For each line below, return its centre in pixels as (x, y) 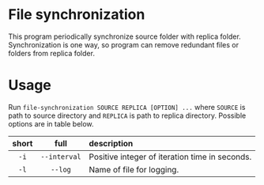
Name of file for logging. (134, 169)
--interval (61, 157)
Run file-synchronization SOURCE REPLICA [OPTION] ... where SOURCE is (127, 107)
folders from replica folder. (51, 53)
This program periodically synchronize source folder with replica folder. (124, 36)
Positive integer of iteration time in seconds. (170, 157)
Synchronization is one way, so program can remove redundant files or (124, 44)
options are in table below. (51, 123)
